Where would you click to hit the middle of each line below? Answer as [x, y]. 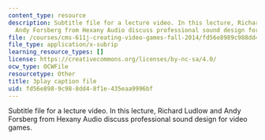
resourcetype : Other [42, 74]
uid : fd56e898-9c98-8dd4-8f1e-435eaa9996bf [81, 88]
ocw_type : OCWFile [38, 67]
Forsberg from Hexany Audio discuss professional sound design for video [128, 120]
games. [21, 127]
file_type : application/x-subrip [63, 45]
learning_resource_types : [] [56, 52]
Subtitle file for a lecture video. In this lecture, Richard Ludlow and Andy [125, 111]
